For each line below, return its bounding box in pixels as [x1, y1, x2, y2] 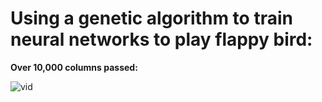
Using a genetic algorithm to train [10, 7, 293, 30]
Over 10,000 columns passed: [10, 61, 138, 73]
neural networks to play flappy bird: [10, 28, 313, 51]
